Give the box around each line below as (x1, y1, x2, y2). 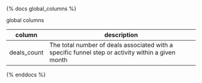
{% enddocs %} (6, 71, 46, 78)
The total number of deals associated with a (49, 41, 173, 49)
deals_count (9, 48, 44, 56)
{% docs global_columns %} (6, 5, 77, 12)
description (104, 31, 138, 39)
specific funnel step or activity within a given (49, 48, 176, 56)
